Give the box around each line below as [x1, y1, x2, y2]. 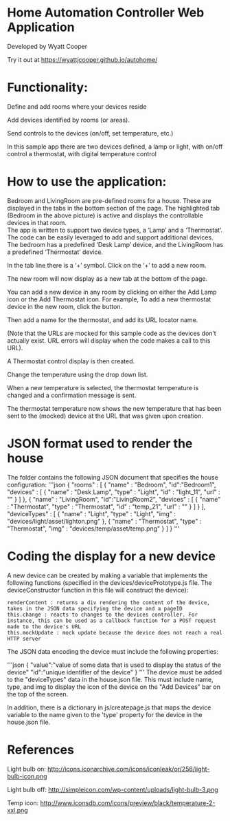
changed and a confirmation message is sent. [7, 391, 137, 399]
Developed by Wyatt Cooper [7, 42, 88, 50]
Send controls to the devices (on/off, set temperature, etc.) [7, 129, 174, 137]
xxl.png [7, 806, 29, 814]
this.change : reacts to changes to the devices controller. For [7, 611, 198, 618]
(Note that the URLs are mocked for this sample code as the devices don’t [7, 329, 216, 337]
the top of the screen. [7, 690, 69, 698]
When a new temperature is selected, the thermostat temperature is [7, 383, 199, 392]
